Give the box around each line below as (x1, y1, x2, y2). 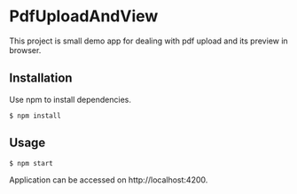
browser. (9, 44, 42, 55)
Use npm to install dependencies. (9, 94, 131, 105)
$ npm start (9, 159, 53, 167)
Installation (9, 71, 73, 86)
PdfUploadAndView (9, 6, 159, 27)
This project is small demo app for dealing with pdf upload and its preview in (9, 35, 288, 46)
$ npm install (9, 111, 62, 120)
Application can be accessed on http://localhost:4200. (9, 175, 208, 185)
